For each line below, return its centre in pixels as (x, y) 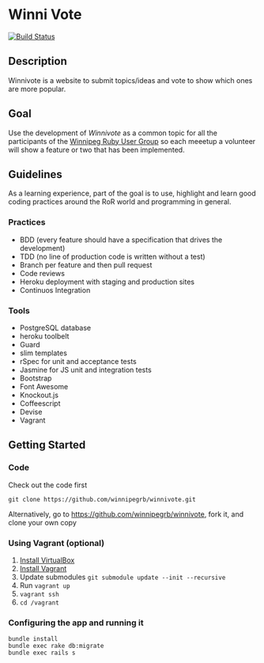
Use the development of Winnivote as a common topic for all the (113, 133)
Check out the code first (48, 485)
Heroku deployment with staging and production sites (107, 282)
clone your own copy (42, 522)
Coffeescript (40, 403)
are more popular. (37, 89)
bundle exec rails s (42, 653)
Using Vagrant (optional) (57, 543)
